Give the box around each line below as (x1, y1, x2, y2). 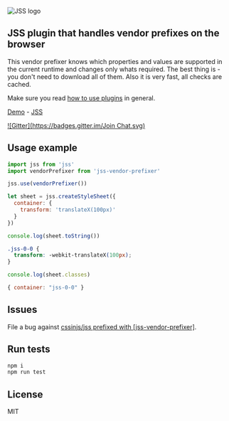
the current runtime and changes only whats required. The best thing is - (7, 65, 220, 73)
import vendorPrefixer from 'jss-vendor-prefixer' (7, 167, 161, 174)
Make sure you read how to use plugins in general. (7, 93, 156, 102)
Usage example (7, 142, 78, 154)
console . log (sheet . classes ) (7, 271, 91, 279)
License (7, 388, 43, 400)
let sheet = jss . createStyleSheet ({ (7, 193, 116, 201)
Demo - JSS (7, 107, 43, 116)
